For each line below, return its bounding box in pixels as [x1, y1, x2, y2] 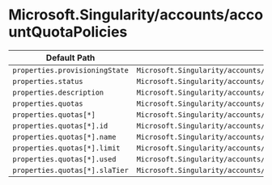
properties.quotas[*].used [12, 154, 117, 163]
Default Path [45, 52, 96, 63]
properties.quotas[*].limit [12, 143, 121, 153]
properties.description [12, 87, 104, 97]
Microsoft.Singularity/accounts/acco [8, 6, 264, 24]
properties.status [12, 77, 83, 86]
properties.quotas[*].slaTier [12, 166, 130, 174]
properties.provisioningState [12, 65, 130, 74]
